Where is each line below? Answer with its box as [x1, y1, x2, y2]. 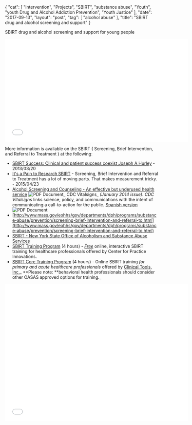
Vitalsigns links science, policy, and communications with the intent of [12, 197, 154, 202]
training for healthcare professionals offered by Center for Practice [12, 249, 146, 254]
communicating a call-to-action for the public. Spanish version [12, 202, 138, 208]
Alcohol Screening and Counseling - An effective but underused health [12, 186, 154, 192]
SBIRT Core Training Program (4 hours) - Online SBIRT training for [12, 259, 145, 265]
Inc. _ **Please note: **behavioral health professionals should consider [12, 269, 155, 275]
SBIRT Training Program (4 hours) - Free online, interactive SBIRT [12, 243, 144, 249]
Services [12, 238, 30, 244]
